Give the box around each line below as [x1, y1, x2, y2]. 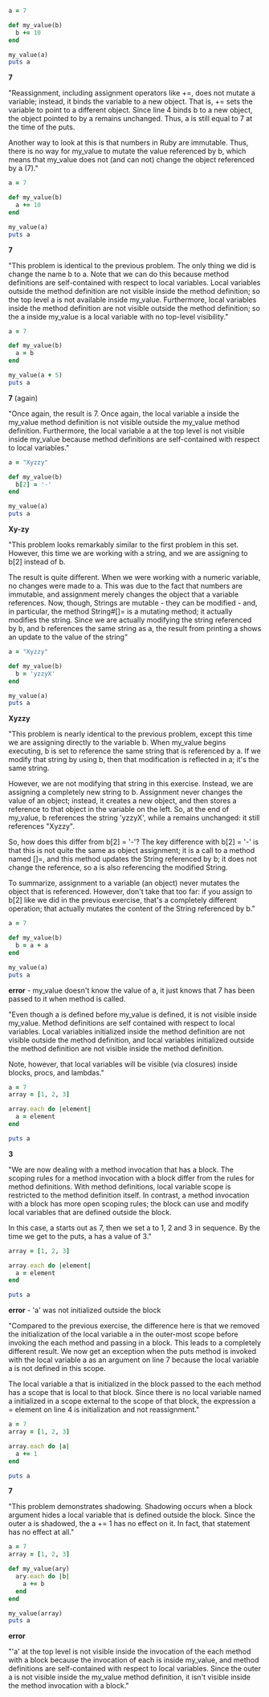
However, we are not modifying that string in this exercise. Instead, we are [8, 779, 254, 789]
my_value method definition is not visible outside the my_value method [8, 417, 240, 426]
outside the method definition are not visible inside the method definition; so [8, 286, 261, 296]
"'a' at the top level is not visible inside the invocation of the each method [8, 1646, 251, 1657]
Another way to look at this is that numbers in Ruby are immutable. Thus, [8, 138, 249, 148]
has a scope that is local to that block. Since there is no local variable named [8, 1388, 262, 1397]
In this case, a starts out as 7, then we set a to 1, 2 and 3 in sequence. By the [8, 1222, 261, 1232]
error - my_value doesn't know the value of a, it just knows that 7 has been [8, 985, 255, 995]
